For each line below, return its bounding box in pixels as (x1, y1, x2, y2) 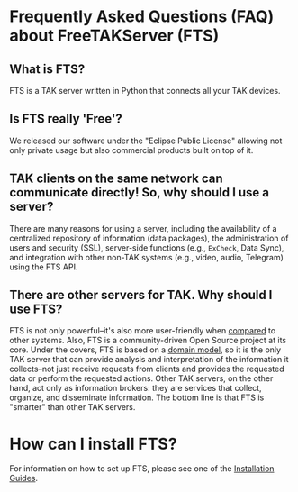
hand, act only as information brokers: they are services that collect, (9, 383, 263, 394)
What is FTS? (9, 61, 86, 77)
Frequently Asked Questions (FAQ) (9, 6, 275, 27)
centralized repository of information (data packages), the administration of (9, 232, 289, 243)
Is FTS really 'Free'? (9, 111, 123, 127)
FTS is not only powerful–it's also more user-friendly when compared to (9, 325, 276, 336)
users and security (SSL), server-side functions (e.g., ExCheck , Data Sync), (9, 241, 284, 253)
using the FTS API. (9, 261, 78, 272)
